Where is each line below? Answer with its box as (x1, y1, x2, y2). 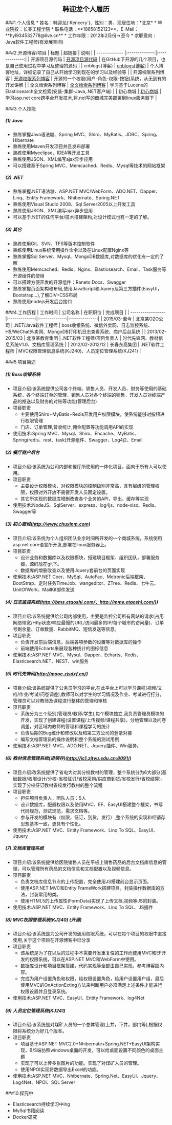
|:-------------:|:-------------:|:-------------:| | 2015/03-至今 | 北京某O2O (5, 316, 159, 322)
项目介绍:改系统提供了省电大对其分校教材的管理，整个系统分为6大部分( (12, 769, 162, 775)
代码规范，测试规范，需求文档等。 (20, 807, 93, 814)
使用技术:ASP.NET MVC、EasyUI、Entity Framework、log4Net (12, 995, 145, 1001)
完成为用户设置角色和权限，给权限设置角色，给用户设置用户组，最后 (20, 975, 164, 982)
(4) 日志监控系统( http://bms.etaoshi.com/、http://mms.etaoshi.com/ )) (5, 599, 159, 605)
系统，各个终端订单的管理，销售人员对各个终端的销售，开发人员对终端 (12, 392, 161, 398)
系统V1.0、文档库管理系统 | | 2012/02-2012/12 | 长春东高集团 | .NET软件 (9, 341, 160, 347)
